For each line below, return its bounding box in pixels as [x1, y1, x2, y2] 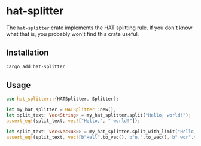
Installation [6, 48, 49, 58]
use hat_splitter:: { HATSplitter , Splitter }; [6, 96, 119, 102]
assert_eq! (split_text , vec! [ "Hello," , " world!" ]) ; [6, 118, 141, 124]
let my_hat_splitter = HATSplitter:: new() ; [6, 107, 117, 113]
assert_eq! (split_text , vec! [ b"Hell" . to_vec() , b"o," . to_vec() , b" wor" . [6, 134, 194, 140]
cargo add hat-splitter [6, 63, 66, 69]
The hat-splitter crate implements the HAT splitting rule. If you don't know [6, 24, 193, 31]
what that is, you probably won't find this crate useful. [6, 30, 139, 37]
